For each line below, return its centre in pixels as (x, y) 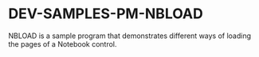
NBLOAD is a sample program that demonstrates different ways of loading (130, 36)
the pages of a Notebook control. (63, 44)
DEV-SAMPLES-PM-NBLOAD (106, 14)
